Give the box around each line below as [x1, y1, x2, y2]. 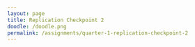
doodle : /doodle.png [7, 23, 68, 30]
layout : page [7, 10, 45, 17]
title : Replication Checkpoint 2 [7, 17, 104, 23]
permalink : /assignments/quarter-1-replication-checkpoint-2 [7, 29, 189, 37]
